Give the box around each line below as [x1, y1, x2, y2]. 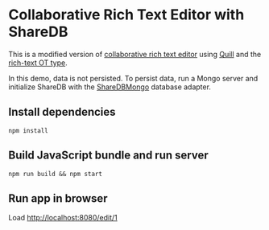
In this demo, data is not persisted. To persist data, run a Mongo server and [8, 73, 259, 83]
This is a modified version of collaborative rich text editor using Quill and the [8, 49, 262, 59]
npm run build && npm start [8, 170, 103, 178]
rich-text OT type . [8, 58, 68, 68]
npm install [8, 126, 48, 134]
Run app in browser [8, 191, 108, 205]
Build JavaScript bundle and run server [8, 149, 209, 162]
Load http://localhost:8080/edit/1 [8, 213, 118, 223]
